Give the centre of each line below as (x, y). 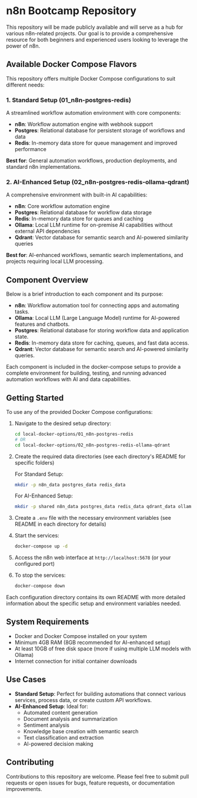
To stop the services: (40, 575)
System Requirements (48, 622)
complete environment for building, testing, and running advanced (86, 373)
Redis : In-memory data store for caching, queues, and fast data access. (102, 343)
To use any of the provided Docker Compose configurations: (79, 412)
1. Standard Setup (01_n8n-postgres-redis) (69, 100)
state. (21, 337)
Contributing (30, 762)
